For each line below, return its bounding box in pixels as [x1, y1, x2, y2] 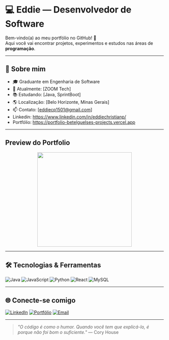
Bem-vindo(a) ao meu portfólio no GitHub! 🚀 [5, 35, 97, 41]
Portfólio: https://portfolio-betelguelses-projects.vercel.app [12, 119, 136, 125]
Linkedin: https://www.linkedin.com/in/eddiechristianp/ [12, 114, 127, 120]
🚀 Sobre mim [5, 65, 46, 74]
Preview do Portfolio [5, 139, 70, 147]
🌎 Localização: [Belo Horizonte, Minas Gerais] [12, 99, 110, 105]
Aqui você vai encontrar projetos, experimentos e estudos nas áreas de [5, 40, 153, 46]
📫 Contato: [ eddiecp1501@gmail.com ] [12, 106, 93, 112]
